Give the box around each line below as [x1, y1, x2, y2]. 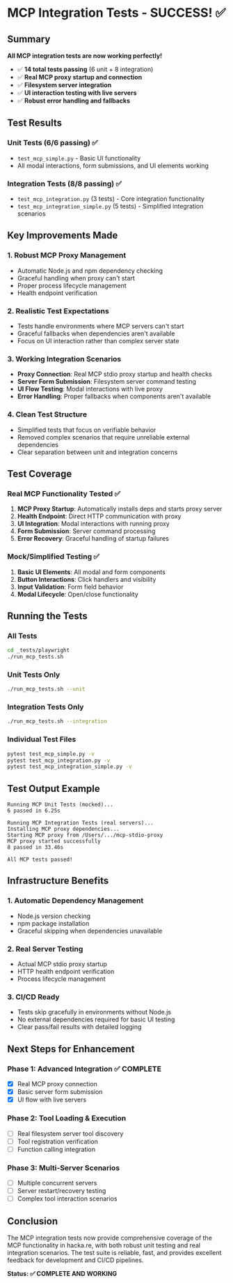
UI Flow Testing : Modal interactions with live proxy [17, 385, 163, 393]
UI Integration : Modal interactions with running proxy [17, 520, 170, 528]
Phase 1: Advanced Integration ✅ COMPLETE [7, 1064, 162, 1074]
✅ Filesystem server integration [17, 81, 112, 89]
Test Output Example [7, 783, 100, 795]
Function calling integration [17, 1145, 96, 1153]
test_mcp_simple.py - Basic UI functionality [17, 153, 141, 162]
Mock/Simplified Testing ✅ [7, 552, 100, 562]
